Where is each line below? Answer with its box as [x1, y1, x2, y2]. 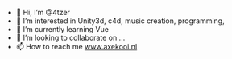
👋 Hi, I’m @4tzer [15, 8, 71, 17]
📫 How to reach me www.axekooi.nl [15, 42, 138, 51]
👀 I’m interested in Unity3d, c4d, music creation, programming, [15, 16, 225, 26]
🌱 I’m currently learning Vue [15, 25, 109, 33]
